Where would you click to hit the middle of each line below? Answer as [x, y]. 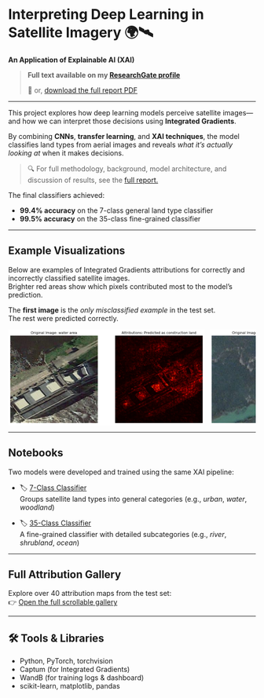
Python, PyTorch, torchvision [66, 661]
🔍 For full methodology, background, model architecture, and [127, 168]
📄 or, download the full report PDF [82, 90]
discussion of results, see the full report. [93, 180]
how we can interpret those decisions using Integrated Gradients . [130, 121]
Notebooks [36, 453]
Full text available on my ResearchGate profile [104, 75]
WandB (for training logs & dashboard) [82, 678]
